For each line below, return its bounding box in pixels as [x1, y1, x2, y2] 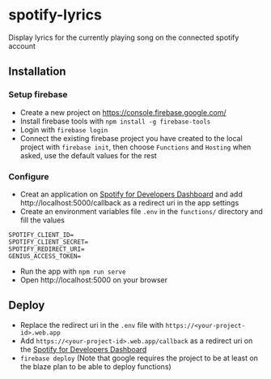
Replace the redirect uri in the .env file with [19, 320, 164, 329]
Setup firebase [8, 89, 68, 101]
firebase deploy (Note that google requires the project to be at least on [19, 353, 259, 363]
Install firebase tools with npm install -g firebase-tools [19, 116, 211, 126]
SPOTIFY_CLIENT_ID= [8, 230, 74, 239]
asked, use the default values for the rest [19, 150, 158, 160]
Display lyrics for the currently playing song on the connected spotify [8, 32, 239, 42]
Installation [8, 65, 66, 79]
